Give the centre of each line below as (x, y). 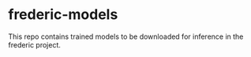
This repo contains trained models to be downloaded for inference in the (126, 36)
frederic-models (63, 15)
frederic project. (35, 44)
